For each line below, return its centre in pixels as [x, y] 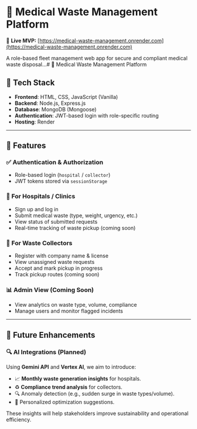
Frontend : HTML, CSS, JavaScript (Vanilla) [66, 97]
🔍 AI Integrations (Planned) [46, 352]
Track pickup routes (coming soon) [57, 274]
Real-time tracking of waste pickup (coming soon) [75, 228]
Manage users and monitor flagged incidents [69, 311]
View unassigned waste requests [55, 262]
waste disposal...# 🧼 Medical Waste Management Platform [77, 64]
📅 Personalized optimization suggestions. [64, 402]
